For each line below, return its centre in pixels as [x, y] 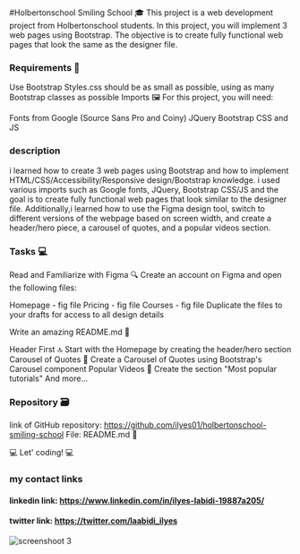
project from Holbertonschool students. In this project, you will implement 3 [149, 26]
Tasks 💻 [28, 251]
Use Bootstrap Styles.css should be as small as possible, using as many [142, 87]
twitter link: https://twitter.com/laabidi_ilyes [94, 521]
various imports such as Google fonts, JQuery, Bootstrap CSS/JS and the [144, 189]
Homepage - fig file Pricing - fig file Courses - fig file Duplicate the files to [146, 305]
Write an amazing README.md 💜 [69, 332]
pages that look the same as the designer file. [94, 44]
